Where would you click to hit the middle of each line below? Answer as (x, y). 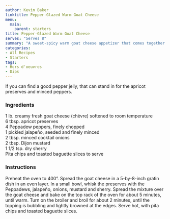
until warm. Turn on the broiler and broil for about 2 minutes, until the (78, 200)
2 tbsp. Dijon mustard (28, 143)
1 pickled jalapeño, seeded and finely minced (52, 132)
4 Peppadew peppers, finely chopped (45, 127)
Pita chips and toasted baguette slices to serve (54, 154)
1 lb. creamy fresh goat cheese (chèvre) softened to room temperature (79, 116)
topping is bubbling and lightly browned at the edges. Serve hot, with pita (82, 205)
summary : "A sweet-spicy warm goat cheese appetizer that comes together (85, 43)
